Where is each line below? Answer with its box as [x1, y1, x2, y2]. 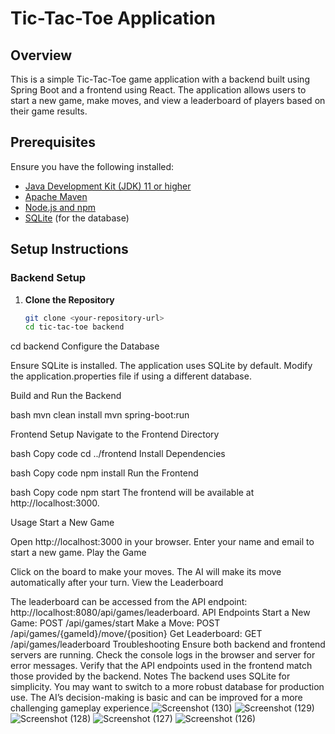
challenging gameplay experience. [10, 702, 153, 714]
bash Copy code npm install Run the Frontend [10, 467, 199, 479]
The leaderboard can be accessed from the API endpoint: [10, 596, 248, 608]
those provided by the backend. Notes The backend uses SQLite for [10, 670, 291, 682]
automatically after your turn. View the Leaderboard [10, 577, 224, 589]
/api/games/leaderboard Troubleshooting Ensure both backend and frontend [10, 638, 326, 651]
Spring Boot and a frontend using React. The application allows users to [10, 84, 307, 96]
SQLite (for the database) [24, 212, 130, 224]
